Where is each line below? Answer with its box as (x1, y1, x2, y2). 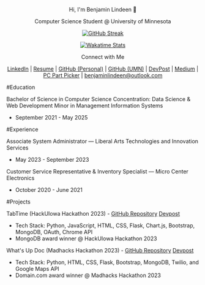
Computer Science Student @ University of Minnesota (34, 18, 171, 25)
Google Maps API (15, 265, 59, 272)
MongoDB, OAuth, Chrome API (15, 229, 93, 235)
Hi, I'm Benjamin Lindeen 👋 (69, 6, 137, 13)
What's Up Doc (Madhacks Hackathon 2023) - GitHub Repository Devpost (6, 247, 194, 254)
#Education (6, 83, 35, 91)
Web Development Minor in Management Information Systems (6, 102, 163, 109)
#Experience (6, 126, 39, 133)
